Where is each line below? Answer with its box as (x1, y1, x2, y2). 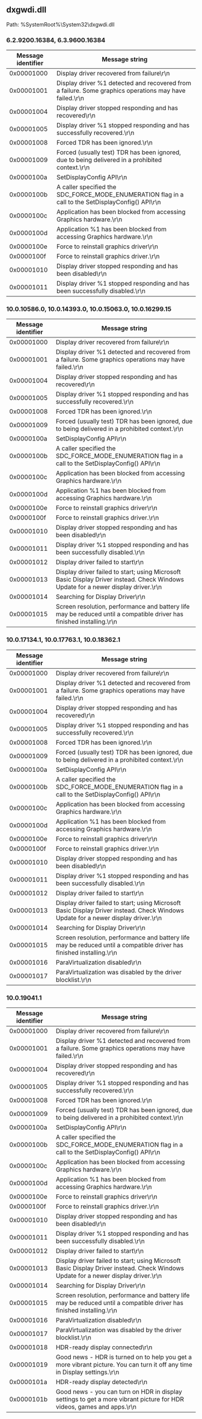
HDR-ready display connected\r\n (55, 1343, 153, 1352)
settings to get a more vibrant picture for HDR (55, 1395, 185, 1403)
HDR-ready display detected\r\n (55, 1378, 148, 1386)
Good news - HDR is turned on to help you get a (55, 1353, 192, 1361)
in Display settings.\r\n (55, 1368, 120, 1376)
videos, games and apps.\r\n (55, 1403, 137, 1411)
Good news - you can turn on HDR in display (55, 1388, 182, 1396)
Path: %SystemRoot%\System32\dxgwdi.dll (6, 20, 115, 28)
